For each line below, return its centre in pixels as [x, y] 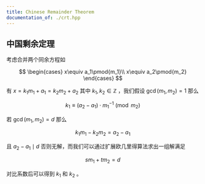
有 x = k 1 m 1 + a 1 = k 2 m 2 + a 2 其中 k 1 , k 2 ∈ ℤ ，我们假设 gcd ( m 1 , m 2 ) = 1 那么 [102, 92]
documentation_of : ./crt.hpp [43, 18]
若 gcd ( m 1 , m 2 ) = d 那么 [37, 120]
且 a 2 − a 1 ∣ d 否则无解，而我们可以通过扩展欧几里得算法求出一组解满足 [96, 147]
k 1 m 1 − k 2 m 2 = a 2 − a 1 [103, 133]
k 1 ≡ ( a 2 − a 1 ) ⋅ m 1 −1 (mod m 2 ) [103, 105]
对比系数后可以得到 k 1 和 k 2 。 [44, 174]
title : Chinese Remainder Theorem [50, 12]
